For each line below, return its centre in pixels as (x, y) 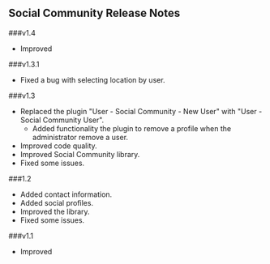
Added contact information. (66, 194)
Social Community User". (62, 120)
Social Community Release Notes (94, 13)
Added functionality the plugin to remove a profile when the (132, 128)
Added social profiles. (57, 202)
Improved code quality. (58, 146)
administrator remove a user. (80, 137)
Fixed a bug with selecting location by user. (92, 79)
